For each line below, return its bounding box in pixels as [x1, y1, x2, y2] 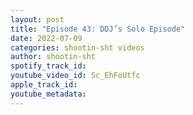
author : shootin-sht [10, 52, 97, 62]
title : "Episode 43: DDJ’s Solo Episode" [10, 24, 186, 34]
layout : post [10, 14, 65, 25]
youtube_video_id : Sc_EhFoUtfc [10, 71, 141, 81]
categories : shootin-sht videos [10, 42, 145, 53]
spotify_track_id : [10, 61, 87, 71]
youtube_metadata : [10, 89, 87, 99]
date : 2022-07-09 [10, 33, 83, 43]
